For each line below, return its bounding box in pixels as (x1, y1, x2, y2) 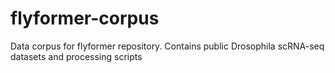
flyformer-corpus (10, 7, 160, 30)
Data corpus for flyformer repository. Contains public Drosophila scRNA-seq (10, 40, 325, 52)
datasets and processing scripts (10, 50, 143, 62)
